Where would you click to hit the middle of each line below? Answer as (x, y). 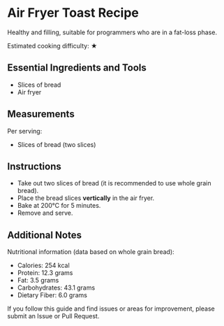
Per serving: (25, 131)
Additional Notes (45, 235)
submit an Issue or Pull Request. (53, 316)
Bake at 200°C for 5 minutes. (59, 206)
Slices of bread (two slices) (57, 144)
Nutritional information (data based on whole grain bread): (91, 252)
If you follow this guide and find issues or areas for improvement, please (111, 309)
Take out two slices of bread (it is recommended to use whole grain (114, 183)
